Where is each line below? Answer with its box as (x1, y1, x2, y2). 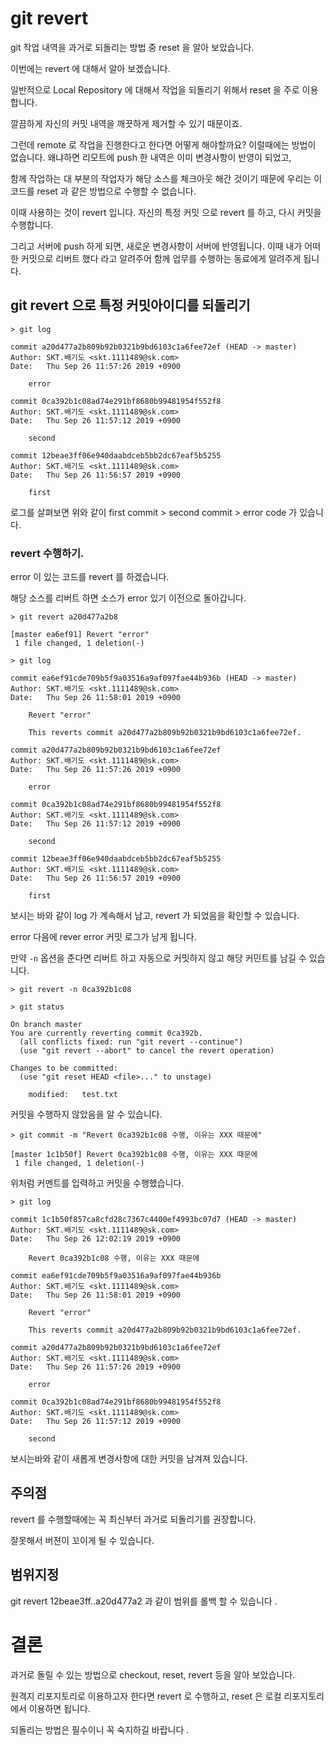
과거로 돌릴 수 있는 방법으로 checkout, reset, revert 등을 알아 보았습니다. (10, 1668, 296, 1681)
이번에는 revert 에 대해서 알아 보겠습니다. (10, 62, 171, 74)
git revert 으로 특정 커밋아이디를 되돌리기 (10, 297, 251, 314)
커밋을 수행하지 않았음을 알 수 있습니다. (10, 1108, 163, 1121)
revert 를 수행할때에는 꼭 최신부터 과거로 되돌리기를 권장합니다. (10, 1513, 257, 1525)
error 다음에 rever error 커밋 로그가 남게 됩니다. (10, 931, 197, 943)
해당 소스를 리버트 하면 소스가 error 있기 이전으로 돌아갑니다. (10, 592, 247, 604)
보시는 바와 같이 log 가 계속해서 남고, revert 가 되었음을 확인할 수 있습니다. (10, 910, 300, 922)
